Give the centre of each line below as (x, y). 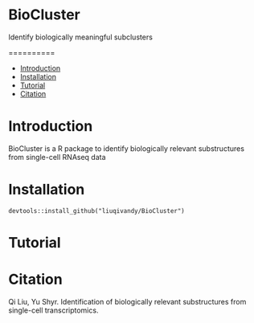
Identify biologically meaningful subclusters (80, 37)
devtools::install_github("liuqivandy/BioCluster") (96, 211)
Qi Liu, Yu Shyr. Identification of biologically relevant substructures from (127, 301)
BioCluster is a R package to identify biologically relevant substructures (127, 148)
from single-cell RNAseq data (57, 157)
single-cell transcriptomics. (53, 310)
